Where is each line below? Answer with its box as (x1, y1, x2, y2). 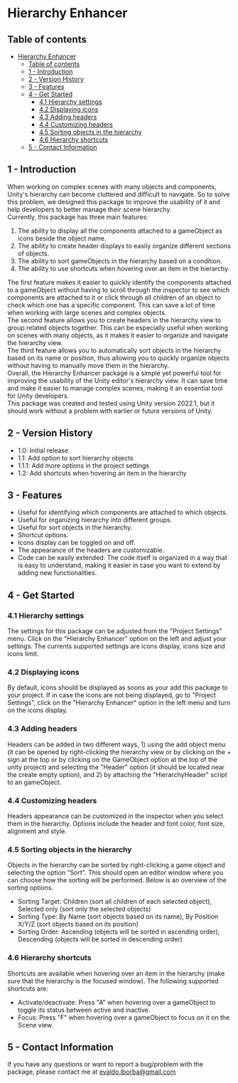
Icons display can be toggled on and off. (17, 539, 136, 547)
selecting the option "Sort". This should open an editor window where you (7, 868, 224, 877)
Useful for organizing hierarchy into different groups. (17, 516, 173, 524)
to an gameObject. (7, 778, 62, 786)
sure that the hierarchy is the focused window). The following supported (7, 976, 219, 985)
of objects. (17, 249, 50, 258)
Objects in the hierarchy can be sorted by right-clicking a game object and (7, 861, 225, 870)
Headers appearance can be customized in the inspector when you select (7, 812, 224, 820)
